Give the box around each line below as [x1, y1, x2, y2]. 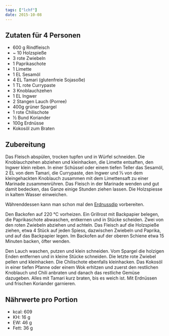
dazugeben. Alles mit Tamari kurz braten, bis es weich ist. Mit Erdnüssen [5, 275, 157, 281]
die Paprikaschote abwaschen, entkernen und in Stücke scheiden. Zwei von [5, 217, 164, 223]
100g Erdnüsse [12, 120, 44, 126]
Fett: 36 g [12, 325, 33, 331]
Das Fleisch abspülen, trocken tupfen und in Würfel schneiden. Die [5, 154, 145, 160]
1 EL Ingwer [12, 93, 37, 99]
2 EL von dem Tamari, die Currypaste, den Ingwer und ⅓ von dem [5, 170, 143, 176]
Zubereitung [5, 140, 46, 149]
